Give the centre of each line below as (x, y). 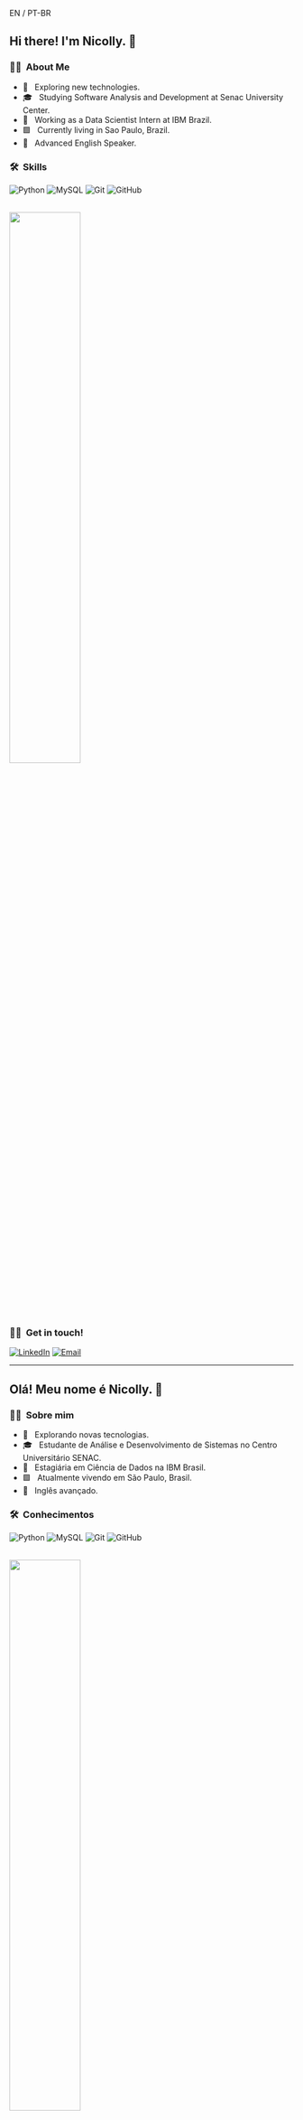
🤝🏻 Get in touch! (46, 1333)
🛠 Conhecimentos (52, 1514)
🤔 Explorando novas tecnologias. (86, 1434)
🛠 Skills (28, 166)
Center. (36, 110)
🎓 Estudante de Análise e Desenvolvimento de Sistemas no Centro (150, 1445)
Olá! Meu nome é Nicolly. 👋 (86, 1389)
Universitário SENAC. (62, 1457)
